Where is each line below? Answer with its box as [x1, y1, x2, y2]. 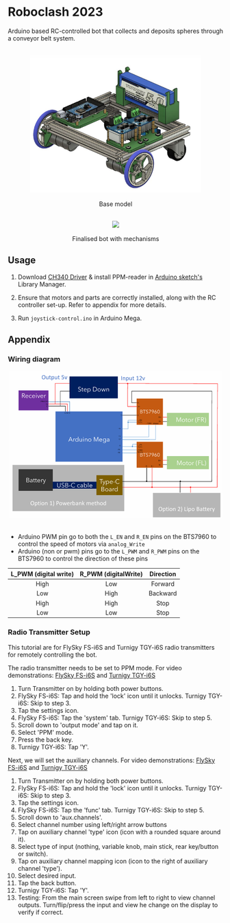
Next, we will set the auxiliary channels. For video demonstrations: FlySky [8, 756, 216, 764]
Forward [151, 580, 175, 588]
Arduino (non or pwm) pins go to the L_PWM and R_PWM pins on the [17, 547, 200, 556]
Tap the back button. [17, 878, 77, 887]
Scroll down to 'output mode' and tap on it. [17, 720, 139, 729]
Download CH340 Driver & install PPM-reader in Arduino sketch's [17, 273, 203, 281]
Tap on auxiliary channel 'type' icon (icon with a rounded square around [17, 828, 221, 836]
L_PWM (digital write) [10, 569, 75, 578]
